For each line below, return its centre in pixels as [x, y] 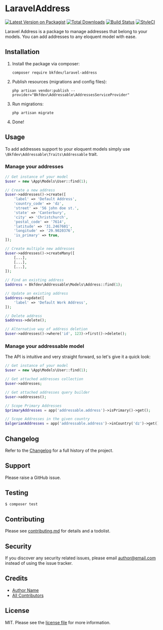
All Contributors [28, 595]
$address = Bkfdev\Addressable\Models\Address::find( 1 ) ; [64, 285]
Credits [16, 579]
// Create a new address [30, 190]
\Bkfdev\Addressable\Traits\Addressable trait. [51, 154]
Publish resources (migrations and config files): [59, 81]
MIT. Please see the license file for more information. [58, 622]
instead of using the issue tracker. [39, 563]
